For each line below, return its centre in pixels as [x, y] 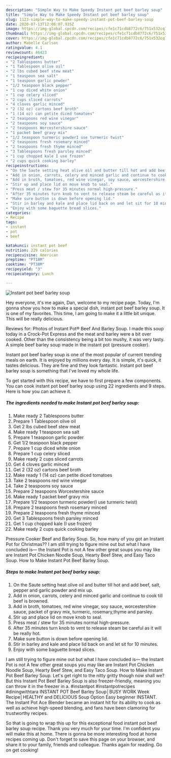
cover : [13, 39]
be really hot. [27, 633]
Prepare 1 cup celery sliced [41, 453]
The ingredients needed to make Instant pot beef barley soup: [73, 403]
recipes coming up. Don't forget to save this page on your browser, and [80, 739]
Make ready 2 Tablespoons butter [48, 416]
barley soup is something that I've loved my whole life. [63, 370]
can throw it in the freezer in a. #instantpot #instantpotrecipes [71, 686]
